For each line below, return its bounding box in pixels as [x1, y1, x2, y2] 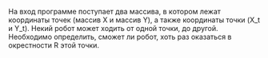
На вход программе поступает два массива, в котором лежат [8, 7, 222, 16]
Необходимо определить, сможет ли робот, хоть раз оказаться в [8, 32, 232, 41]
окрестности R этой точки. [8, 41, 100, 50]
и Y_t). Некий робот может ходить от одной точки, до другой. [8, 24, 218, 33]
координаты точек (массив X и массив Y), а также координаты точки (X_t [8, 15, 261, 25]
